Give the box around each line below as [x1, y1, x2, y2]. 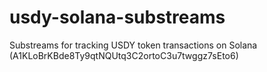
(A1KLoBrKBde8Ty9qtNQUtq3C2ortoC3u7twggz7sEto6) [9, 49, 239, 61]
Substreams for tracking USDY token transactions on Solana [9, 39, 258, 51]
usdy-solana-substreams [9, 6, 226, 29]
